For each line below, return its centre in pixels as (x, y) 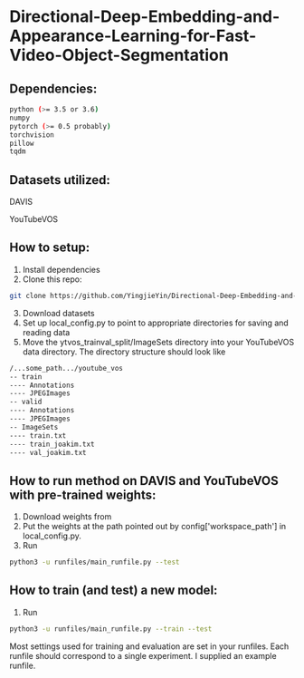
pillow (22, 143)
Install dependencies (62, 269)
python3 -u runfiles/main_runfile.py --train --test (111, 629)
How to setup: (50, 248)
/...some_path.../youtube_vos (66, 368)
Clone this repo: (52, 279)
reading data (46, 332)
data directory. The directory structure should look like (124, 352)
